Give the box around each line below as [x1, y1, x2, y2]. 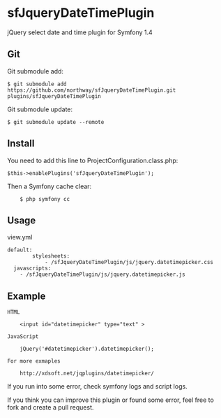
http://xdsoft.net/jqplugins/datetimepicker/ [20, 370, 155, 377]
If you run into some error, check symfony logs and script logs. [7, 382, 188, 391]
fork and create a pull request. [7, 403, 94, 412]
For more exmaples [7, 358, 61, 365]
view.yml [7, 233, 33, 242]
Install [7, 138, 35, 150]
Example [7, 290, 46, 302]
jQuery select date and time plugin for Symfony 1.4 [7, 28, 153, 36]
